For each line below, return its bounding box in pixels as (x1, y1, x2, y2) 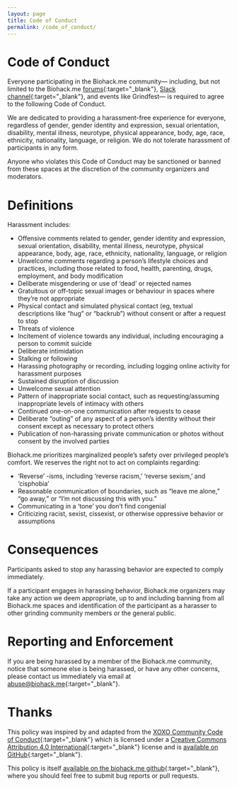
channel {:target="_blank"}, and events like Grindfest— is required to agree (7, 93, 224, 101)
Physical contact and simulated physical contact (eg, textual (17, 302, 193, 310)
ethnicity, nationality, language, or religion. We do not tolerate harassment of (7, 136, 230, 145)
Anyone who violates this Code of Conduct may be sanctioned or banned (7, 157, 221, 166)
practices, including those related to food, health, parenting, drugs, (17, 264, 214, 273)
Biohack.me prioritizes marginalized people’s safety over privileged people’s (7, 450, 229, 460)
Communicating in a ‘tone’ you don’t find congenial (17, 502, 166, 511)
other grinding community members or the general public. (7, 609, 177, 617)
